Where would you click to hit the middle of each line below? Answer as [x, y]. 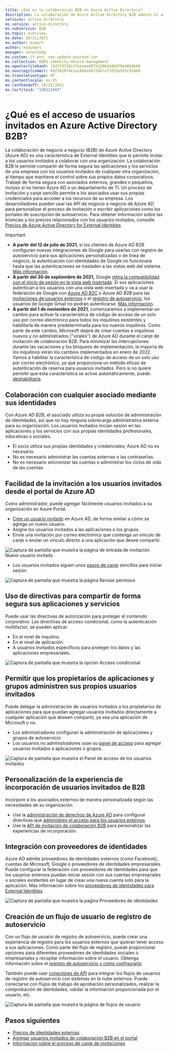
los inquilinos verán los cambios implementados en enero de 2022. [82, 352]
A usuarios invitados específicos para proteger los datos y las [76, 647]
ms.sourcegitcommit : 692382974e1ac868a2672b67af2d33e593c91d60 [73, 71]
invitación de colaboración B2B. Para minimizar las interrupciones [80, 341]
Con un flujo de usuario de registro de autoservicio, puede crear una [76, 937]
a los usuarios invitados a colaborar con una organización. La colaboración [83, 161]
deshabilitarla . [27, 379]
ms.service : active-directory [37, 24]
